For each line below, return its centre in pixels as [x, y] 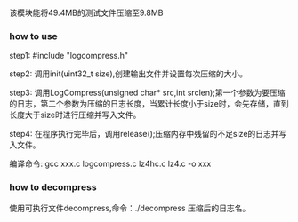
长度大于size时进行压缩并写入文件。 [75, 115]
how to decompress [53, 187]
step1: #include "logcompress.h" [69, 56]
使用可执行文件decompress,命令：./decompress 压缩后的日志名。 [130, 208]
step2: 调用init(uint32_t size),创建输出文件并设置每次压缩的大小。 [128, 74]
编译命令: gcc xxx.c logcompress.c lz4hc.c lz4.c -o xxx [110, 164]
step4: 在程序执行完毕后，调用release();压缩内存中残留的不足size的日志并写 [148, 134]
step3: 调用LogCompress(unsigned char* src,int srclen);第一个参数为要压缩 [148, 93]
